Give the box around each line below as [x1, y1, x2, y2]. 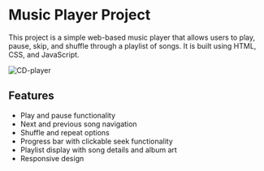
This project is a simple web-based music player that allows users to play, [8, 32, 256, 42]
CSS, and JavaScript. [8, 49, 80, 59]
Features [8, 89, 54, 103]
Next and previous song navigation [19, 119, 137, 129]
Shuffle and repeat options [19, 127, 110, 137]
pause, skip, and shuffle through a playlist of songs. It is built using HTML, [8, 41, 257, 50]
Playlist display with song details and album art [19, 144, 177, 155]
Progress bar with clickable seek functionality [19, 136, 173, 146]
